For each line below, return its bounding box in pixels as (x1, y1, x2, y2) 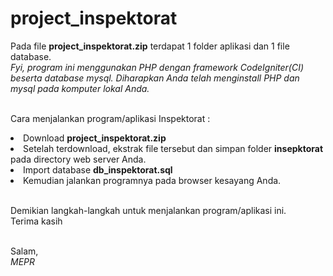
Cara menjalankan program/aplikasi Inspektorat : (10, 112, 211, 124)
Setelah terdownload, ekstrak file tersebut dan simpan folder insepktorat (23, 142, 324, 154)
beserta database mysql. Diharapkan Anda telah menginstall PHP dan (10, 72, 300, 84)
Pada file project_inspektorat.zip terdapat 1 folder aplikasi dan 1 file (10, 40, 290, 52)
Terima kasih (10, 215, 63, 227)
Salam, (10, 245, 39, 257)
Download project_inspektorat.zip (23, 132, 167, 144)
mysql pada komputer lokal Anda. (10, 82, 150, 94)
